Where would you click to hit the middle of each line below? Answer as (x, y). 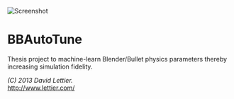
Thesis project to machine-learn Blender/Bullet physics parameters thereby (117, 59)
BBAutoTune (45, 40)
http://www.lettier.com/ (41, 88)
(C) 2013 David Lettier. (40, 80)
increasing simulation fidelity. (50, 66)
